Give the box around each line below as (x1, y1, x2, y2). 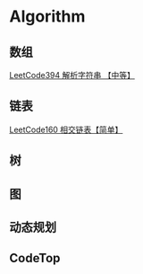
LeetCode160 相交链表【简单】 (9, 124, 123, 135)
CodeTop (9, 251, 61, 266)
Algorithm (9, 6, 86, 27)
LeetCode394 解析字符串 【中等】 (9, 70, 136, 80)
